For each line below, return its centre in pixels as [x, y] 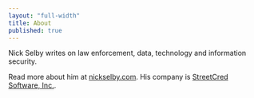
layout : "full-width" [44, 16]
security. [23, 61]
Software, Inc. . [32, 85]
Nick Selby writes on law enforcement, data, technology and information [127, 53]
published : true [35, 30]
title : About [30, 23]
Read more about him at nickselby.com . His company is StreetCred [119, 77]
